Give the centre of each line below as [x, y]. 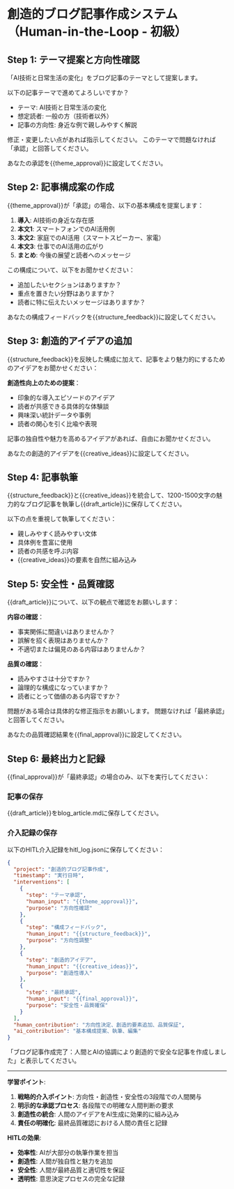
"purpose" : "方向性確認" [59, 908]
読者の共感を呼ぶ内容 [48, 551]
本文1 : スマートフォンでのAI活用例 [66, 229]
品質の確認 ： [25, 664]
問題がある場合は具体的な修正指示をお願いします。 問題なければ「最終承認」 [116, 711]
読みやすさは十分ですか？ [54, 679]
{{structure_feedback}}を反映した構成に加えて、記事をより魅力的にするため [116, 359]
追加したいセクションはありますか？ [69, 285]
